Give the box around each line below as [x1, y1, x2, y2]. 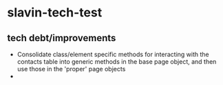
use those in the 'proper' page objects [17, 65, 126, 73]
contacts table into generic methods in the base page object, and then [17, 58, 217, 66]
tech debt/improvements [7, 32, 116, 44]
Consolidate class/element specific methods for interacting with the [17, 50, 210, 58]
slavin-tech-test [7, 5, 103, 21]
